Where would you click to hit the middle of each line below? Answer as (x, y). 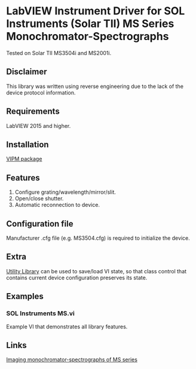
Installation (27, 144)
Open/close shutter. (39, 199)
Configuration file (40, 223)
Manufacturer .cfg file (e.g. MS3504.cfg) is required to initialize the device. (98, 238)
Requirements (33, 112)
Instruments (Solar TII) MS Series (90, 24)
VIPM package (24, 159)
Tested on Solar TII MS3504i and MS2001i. (59, 53)
